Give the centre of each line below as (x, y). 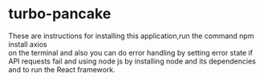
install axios (28, 44)
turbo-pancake (60, 14)
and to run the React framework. (62, 69)
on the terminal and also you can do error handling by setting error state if (130, 52)
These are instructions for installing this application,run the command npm (131, 36)
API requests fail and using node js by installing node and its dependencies (132, 61)
